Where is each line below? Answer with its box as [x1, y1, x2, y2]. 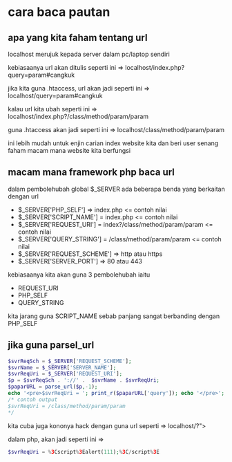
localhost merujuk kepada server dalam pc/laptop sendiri [8, 50, 170, 58]
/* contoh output [8, 396, 58, 403]
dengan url [8, 192, 39, 201]
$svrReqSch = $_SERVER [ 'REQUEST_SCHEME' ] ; [8, 358, 132, 364]
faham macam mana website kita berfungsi [8, 147, 130, 154]
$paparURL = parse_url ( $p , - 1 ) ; [8, 383, 98, 391]
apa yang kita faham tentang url [8, 32, 148, 44]
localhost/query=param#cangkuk [8, 91, 103, 100]
